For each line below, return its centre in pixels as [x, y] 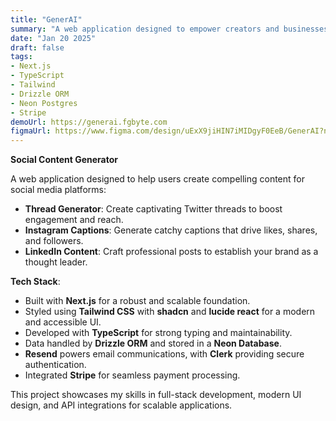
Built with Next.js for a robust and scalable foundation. [137, 301]
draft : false [37, 47]
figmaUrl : [31, 131]
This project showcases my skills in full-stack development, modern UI [156, 395]
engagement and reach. [74, 220]
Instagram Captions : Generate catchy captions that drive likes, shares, [171, 230]
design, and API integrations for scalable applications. [121, 405]
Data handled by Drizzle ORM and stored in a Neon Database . [153, 343]
